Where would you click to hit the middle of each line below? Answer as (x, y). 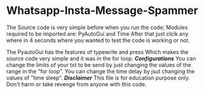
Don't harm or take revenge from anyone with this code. (77, 84)
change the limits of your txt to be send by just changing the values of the (99, 65)
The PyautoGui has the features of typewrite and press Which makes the (97, 52)
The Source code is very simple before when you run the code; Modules (97, 27)
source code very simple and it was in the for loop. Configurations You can (101, 58)
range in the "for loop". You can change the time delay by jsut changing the (100, 71)
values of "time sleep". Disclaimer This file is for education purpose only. (98, 78)
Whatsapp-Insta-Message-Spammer (102, 11)
